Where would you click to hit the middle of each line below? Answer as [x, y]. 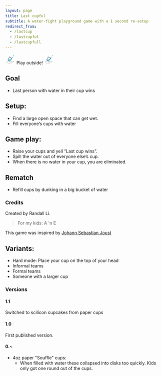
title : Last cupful [25, 16]
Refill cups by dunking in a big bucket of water [60, 189]
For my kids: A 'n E [37, 223]
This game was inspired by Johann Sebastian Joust [58, 233]
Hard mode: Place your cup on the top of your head [65, 260]
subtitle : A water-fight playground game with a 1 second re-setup [77, 21]
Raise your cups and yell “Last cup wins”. [55, 151]
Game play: [23, 139]
